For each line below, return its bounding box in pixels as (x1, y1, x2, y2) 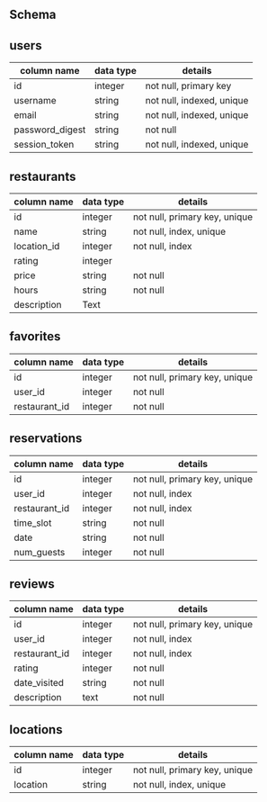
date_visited (13, 677, 65, 689)
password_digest (13, 123, 86, 136)
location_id (13, 240, 60, 253)
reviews (9, 576, 56, 592)
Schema (9, 7, 57, 23)
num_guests (13, 545, 66, 558)
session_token (13, 139, 75, 151)
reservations (9, 431, 83, 446)
